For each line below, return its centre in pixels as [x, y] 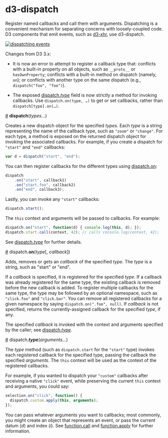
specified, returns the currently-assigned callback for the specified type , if [83, 309]
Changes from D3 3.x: [28, 54]
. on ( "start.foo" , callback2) [45, 185]
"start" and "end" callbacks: [35, 147]
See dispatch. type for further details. [44, 242]
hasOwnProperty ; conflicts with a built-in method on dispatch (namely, [85, 74]
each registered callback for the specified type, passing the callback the [81, 355]
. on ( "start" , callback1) [40, 180]
